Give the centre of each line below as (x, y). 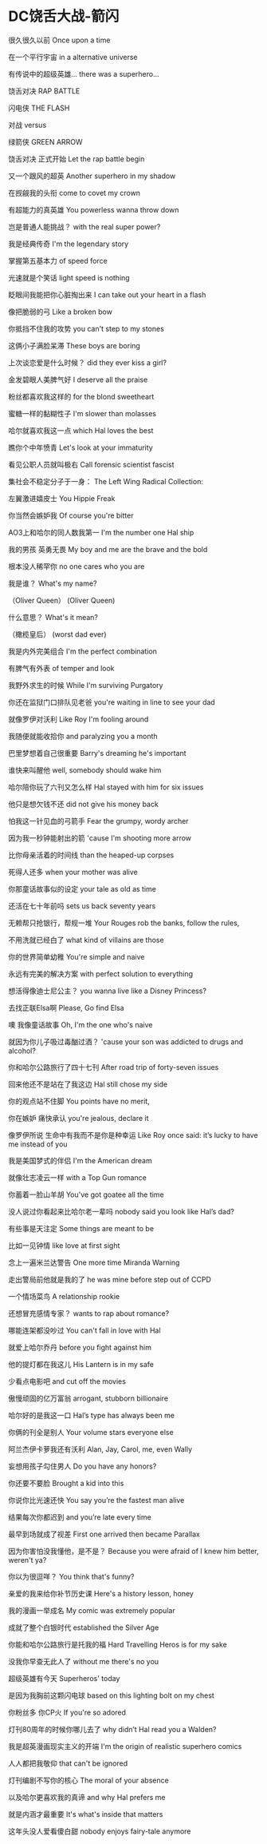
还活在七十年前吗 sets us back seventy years (82, 906)
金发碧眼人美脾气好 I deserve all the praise (78, 380)
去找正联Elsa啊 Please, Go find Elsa (67, 1007)
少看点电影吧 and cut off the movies (67, 1381)
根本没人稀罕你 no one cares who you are (77, 566)
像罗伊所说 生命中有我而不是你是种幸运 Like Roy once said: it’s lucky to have (133, 1135)
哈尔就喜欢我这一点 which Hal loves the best (81, 430)
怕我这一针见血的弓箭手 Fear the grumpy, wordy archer (98, 821)
